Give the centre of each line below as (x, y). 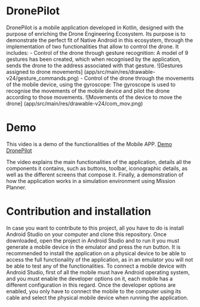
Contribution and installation (79, 211)
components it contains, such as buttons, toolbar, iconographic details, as (97, 168)
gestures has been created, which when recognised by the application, (93, 59)
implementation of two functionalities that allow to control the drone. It (93, 46)
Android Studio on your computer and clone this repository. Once (87, 234)
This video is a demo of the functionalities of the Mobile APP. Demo (89, 144)
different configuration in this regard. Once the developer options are (91, 285)
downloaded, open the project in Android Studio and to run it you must (93, 240)
